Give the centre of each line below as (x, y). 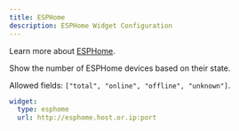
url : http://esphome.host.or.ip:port (87, 118)
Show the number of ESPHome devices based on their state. (120, 68)
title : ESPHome (37, 17)
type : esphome (43, 110)
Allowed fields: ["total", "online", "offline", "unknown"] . (120, 85)
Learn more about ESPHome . (62, 50)
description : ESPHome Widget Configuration (91, 26)
